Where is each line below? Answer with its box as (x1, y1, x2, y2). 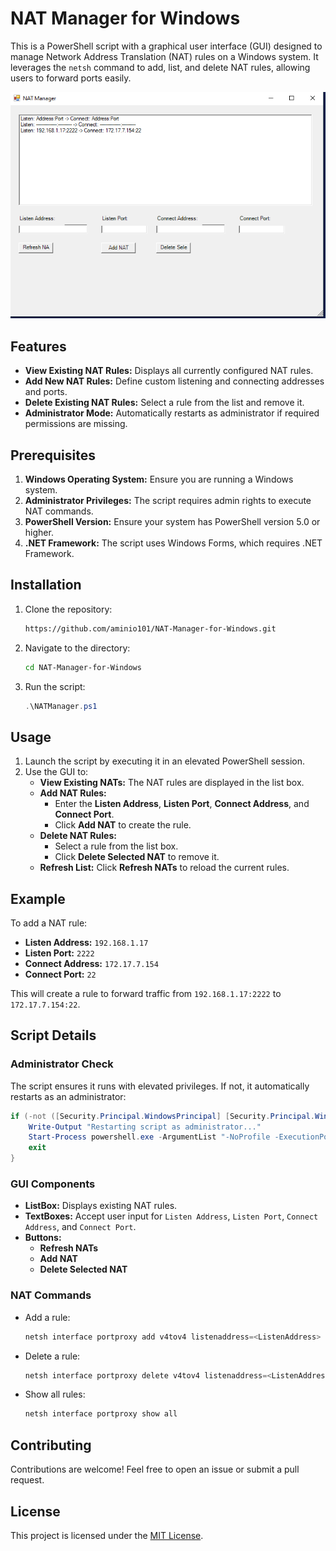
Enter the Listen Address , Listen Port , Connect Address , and (54, 798, 310, 810)
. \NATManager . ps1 (24, 701, 98, 711)
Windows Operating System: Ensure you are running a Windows (24, 473, 294, 485)
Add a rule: (24, 1311, 71, 1323)
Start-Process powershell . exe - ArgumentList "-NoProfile (28, 1132, 271, 1142)
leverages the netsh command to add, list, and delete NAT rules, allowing (10, 61, 311, 73)
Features (10, 338, 67, 355)
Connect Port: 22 (24, 968, 97, 981)
